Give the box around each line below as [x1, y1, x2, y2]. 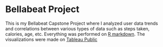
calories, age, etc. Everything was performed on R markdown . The [5, 31, 145, 37]
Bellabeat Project [5, 4, 80, 15]
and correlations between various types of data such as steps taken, [5, 25, 150, 31]
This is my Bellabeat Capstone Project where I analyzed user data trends [5, 20, 158, 26]
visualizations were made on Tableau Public [5, 36, 98, 42]
